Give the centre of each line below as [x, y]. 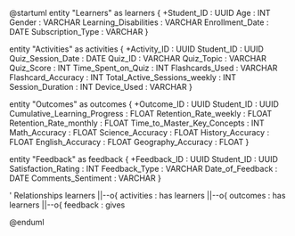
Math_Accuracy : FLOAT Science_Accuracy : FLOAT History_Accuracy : [139, 132]
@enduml [27, 222]
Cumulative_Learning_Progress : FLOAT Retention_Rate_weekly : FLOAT [141, 114]
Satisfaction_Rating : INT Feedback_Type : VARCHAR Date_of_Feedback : [143, 169]
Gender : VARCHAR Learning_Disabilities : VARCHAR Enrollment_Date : [139, 22]
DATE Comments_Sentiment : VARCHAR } [86, 178]
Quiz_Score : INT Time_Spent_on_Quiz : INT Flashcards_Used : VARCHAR [143, 68]
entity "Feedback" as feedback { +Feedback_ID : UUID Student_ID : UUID [143, 159]
